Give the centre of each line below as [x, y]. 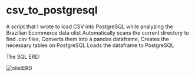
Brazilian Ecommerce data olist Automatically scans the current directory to [98, 32]
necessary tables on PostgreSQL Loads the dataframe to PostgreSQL [90, 45]
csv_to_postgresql [52, 10]
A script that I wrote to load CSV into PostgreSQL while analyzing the [90, 26]
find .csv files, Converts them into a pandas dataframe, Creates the [87, 39]
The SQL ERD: [23, 56]
